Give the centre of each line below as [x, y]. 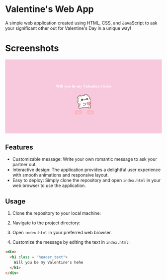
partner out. [25, 165]
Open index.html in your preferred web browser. [62, 233]
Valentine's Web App [50, 9]
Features [19, 147]
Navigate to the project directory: [46, 223]
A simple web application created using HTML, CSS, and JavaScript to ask [81, 23]
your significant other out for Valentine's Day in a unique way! [68, 28]
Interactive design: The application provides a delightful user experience [86, 170]
